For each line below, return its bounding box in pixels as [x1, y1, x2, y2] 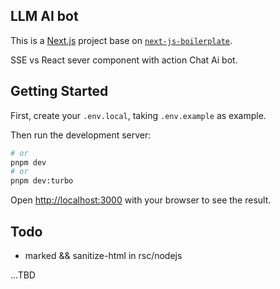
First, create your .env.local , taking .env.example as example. [10, 109, 267, 121]
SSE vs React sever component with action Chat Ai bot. [10, 54, 238, 66]
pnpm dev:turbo [10, 176, 74, 186]
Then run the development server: [10, 129, 152, 141]
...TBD [10, 269, 36, 281]
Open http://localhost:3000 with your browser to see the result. [10, 194, 272, 206]
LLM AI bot [10, 8, 79, 25]
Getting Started [10, 83, 109, 100]
